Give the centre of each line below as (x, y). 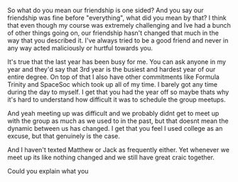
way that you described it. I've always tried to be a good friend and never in (118, 41)
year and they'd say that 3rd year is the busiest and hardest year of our (112, 69)
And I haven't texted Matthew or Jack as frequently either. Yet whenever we (118, 150)
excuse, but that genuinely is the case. (64, 136)
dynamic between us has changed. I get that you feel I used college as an (115, 128)
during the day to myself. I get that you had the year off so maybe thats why (118, 92)
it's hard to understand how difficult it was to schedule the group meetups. (117, 100)
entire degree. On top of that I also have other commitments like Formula (114, 77)
